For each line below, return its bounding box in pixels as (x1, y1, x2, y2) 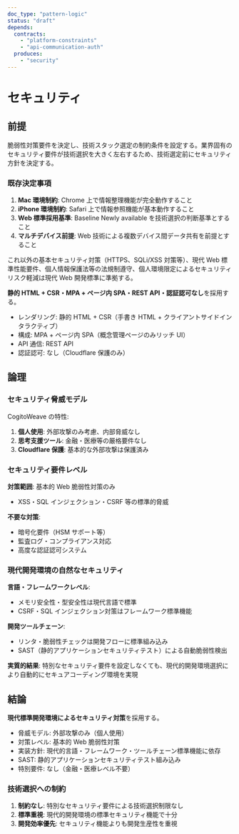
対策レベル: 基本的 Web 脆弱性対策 (17, 738, 120, 746)
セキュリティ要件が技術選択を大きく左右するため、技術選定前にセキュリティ (7, 149, 232, 158)
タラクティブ (17, 322, 56, 331)
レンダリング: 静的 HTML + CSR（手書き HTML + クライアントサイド (17, 313, 220, 321)
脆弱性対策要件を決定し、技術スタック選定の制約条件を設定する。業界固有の (7, 141, 233, 149)
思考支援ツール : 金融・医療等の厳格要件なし (17, 436, 147, 445)
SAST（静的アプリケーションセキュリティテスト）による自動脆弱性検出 (17, 646, 228, 655)
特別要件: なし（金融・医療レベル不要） (17, 765, 134, 773)
